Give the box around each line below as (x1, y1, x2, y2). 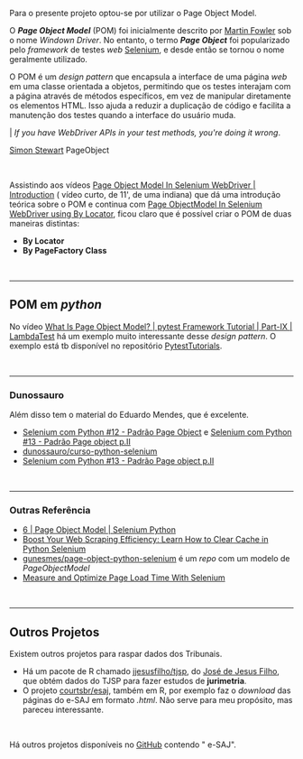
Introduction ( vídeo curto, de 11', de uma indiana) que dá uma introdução (9, 190, 281, 199)
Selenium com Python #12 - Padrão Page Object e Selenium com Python (22, 427, 292, 438)
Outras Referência (9, 504, 91, 517)
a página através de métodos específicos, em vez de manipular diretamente (9, 90, 291, 101)
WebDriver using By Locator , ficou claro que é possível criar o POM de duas (9, 208, 292, 219)
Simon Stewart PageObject (9, 144, 110, 155)
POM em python (9, 297, 102, 312)
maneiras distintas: (9, 218, 79, 228)
